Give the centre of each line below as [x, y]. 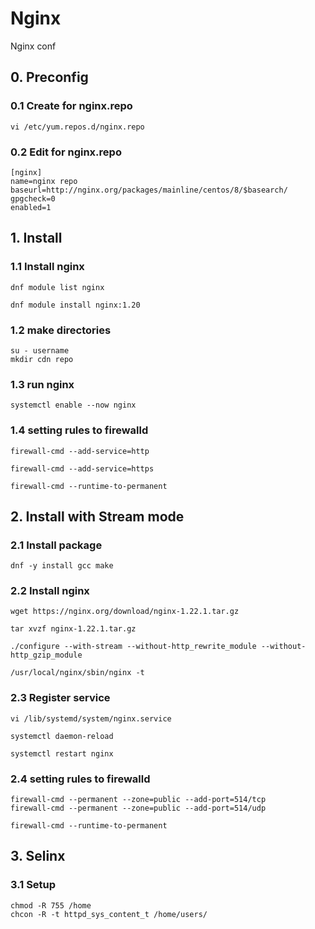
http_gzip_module [46, 655]
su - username [40, 350]
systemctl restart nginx [62, 753]
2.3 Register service [60, 698]
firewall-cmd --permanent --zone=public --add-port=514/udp [138, 808]
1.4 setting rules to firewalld [79, 430]
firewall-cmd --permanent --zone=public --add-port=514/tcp [138, 800]
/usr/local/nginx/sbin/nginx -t [77, 673]
